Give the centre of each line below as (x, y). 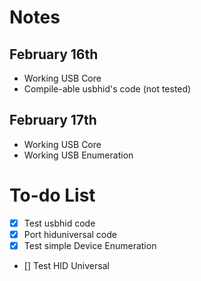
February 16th (54, 54)
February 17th (53, 120)
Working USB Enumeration (78, 155)
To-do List (52, 195)
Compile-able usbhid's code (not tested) (107, 89)
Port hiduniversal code (70, 234)
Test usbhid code (59, 223)
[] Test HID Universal (66, 265)
